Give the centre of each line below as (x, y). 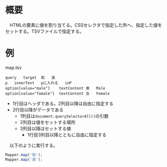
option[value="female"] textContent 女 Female (57, 93)
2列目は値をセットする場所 (48, 122)
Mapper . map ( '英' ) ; (24, 159)
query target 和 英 (30, 77)
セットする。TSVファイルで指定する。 (44, 31)
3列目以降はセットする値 (45, 128)
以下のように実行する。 (33, 145)
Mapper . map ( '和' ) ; (24, 155)
